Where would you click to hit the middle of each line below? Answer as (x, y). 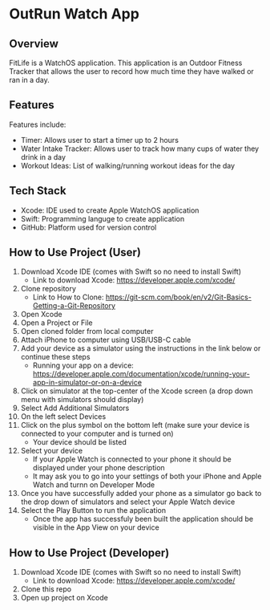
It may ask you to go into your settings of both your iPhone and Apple (147, 476)
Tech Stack (38, 191)
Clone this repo (46, 589)
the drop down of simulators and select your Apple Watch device (128, 502)
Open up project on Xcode (64, 598)
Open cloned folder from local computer (87, 331)
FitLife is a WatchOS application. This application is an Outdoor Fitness (126, 63)
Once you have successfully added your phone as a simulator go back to (141, 494)
